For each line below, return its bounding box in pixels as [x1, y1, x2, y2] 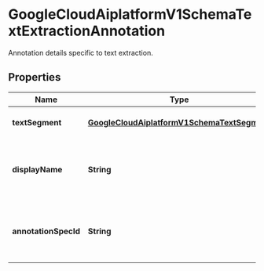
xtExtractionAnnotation [8, 22, 166, 40]
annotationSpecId [12, 226, 81, 237]
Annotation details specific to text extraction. [8, 48, 153, 57]
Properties [8, 70, 61, 84]
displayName [12, 164, 63, 175]
